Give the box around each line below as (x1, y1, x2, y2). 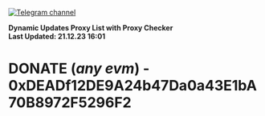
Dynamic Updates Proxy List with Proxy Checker (8, 23, 173, 32)
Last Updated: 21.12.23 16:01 (8, 32, 106, 41)
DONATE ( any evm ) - (8, 60, 150, 78)
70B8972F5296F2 (8, 94, 132, 112)
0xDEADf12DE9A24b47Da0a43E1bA (8, 77, 257, 95)
